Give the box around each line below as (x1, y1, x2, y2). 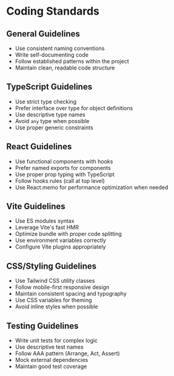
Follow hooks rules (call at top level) (15, 177, 105, 184)
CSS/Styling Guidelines (6, 261, 97, 271)
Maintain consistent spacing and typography (15, 290, 127, 297)
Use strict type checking (15, 98, 77, 105)
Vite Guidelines (6, 201, 65, 211)
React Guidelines (6, 141, 72, 152)
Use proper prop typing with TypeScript (15, 171, 115, 178)
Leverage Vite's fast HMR (15, 224, 79, 231)
